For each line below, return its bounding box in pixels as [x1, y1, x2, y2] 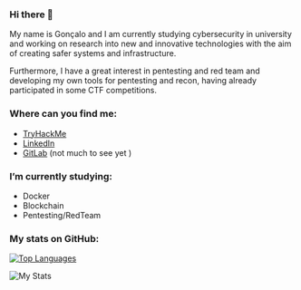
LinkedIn [22, 138, 55, 149]
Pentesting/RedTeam [22, 209, 102, 220]
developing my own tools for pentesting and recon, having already [9, 75, 257, 86]
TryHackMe [22, 128, 67, 139]
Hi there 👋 [9, 8, 54, 21]
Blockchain [22, 199, 64, 211]
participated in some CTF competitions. [9, 85, 157, 96]
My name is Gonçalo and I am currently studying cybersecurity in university [9, 29, 293, 40]
